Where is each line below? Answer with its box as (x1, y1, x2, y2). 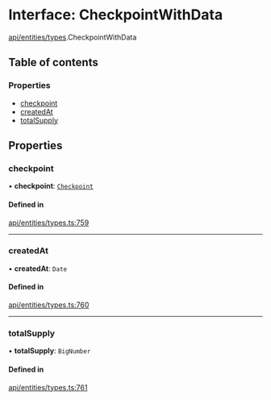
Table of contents (8, 56, 98, 69)
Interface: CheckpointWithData (8, 6, 223, 24)
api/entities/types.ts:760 (8, 300, 90, 310)
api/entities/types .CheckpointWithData (8, 32, 137, 42)
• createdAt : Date (8, 264, 67, 273)
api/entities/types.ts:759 (8, 218, 90, 227)
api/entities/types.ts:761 (8, 382, 88, 392)
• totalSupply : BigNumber (8, 346, 91, 356)
